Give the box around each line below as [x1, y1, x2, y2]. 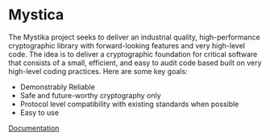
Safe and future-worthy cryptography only [19, 90, 161, 100]
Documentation [8, 123, 60, 133]
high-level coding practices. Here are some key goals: [8, 66, 188, 76]
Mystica [8, 6, 64, 24]
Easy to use [19, 107, 59, 117]
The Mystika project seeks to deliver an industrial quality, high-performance [8, 32, 260, 42]
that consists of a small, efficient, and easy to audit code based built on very [8, 58, 262, 68]
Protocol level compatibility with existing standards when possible [19, 99, 239, 109]
